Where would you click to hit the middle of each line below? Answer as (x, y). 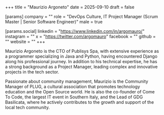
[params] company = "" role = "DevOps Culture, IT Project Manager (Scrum (82, 16)
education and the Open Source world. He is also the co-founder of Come (80, 92)
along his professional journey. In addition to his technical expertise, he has (81, 61)
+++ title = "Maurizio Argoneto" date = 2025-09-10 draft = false (70, 7)
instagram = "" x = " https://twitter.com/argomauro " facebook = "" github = (81, 36)
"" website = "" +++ (25, 42)
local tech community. (27, 107)
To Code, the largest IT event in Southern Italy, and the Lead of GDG (74, 97)
